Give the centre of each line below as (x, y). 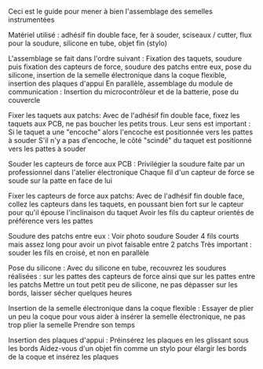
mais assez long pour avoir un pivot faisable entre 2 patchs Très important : (130, 244)
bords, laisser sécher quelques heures (70, 293)
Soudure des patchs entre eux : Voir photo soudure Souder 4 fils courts (124, 236)
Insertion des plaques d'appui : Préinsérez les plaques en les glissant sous (128, 340)
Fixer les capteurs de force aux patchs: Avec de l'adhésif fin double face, (126, 196)
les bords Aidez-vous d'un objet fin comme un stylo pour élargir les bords (128, 348)
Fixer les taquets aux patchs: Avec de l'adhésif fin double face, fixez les (124, 115)
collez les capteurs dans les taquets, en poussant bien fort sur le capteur (126, 204)
